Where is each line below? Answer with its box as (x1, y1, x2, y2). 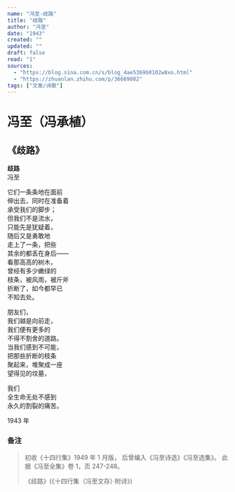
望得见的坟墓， (7, 369, 51, 378)
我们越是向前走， (7, 317, 57, 325)
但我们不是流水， (7, 214, 57, 223)
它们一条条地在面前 (7, 188, 63, 196)
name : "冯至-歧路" (7, 10, 58, 18)
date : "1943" (7, 29, 46, 37)
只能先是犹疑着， (7, 223, 57, 231)
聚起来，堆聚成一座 (7, 360, 63, 369)
